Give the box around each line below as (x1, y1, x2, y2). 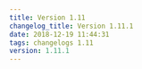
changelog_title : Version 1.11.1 (9, 22, 134, 30)
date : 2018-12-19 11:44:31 (9, 30, 110, 39)
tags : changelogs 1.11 (9, 38, 94, 47)
